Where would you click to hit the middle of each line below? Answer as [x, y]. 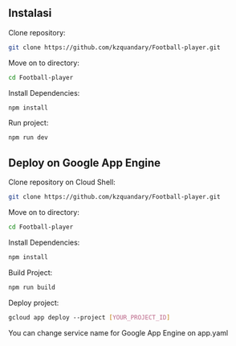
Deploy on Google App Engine [85, 163]
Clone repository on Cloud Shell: [62, 182]
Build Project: [31, 272]
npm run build [32, 287]
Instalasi [30, 13]
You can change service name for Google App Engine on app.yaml [118, 332]
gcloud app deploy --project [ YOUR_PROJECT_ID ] [90, 317]
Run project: [28, 123]
